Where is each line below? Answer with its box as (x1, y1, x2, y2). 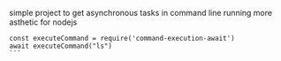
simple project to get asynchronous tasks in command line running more (9, 8, 272, 18)
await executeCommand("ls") (9, 42, 113, 50)
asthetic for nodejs (9, 17, 78, 27)
